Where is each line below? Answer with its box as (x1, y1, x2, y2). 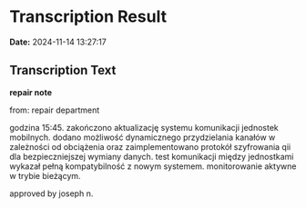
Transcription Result (9, 6, 167, 27)
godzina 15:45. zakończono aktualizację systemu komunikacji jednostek (9, 122, 280, 133)
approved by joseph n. (9, 188, 94, 199)
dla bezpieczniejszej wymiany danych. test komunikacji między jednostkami (9, 151, 294, 162)
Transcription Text (9, 63, 117, 78)
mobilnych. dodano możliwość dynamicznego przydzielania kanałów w (9, 132, 276, 143)
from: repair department (9, 104, 100, 115)
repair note (9, 86, 53, 97)
